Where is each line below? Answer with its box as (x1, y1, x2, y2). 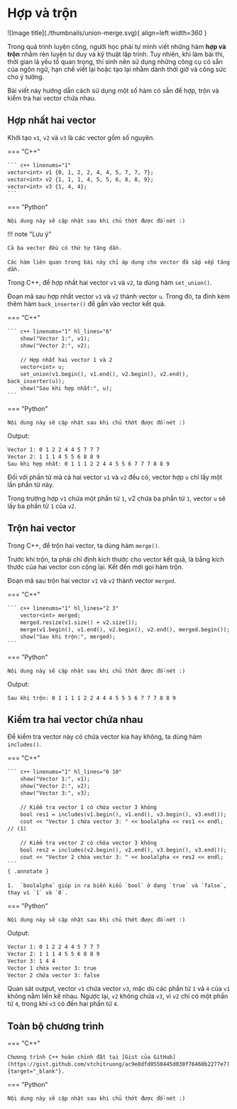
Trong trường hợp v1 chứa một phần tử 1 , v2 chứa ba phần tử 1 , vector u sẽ (7, 494, 226, 503)
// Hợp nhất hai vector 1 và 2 (20, 356, 113, 363)
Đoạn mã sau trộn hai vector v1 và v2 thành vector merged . (7, 576, 177, 584)
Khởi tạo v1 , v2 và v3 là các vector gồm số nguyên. (7, 133, 155, 141)
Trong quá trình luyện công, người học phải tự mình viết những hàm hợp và (7, 42, 226, 50)
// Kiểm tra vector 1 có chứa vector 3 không (20, 804, 158, 811)
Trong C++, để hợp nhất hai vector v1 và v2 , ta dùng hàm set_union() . (7, 278, 212, 286)
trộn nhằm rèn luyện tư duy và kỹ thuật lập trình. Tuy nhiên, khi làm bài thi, (7, 50, 225, 58)
